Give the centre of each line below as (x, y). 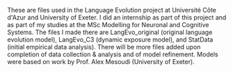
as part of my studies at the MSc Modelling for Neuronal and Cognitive (108, 25)
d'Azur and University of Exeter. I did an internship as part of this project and (117, 17)
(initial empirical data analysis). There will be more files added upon (104, 47)
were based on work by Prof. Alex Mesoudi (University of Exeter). (101, 62)
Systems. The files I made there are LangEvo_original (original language (110, 32)
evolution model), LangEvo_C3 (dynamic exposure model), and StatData (110, 40)
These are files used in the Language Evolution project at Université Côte (112, 10)
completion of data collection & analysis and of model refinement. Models (113, 54)
